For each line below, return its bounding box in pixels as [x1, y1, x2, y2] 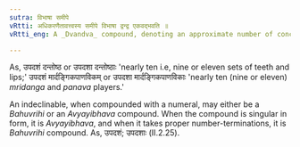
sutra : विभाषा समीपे [9, 12, 70, 22]
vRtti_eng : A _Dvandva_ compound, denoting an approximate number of [9, 29, 274, 38]
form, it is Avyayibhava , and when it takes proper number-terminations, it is [9, 118, 287, 129]
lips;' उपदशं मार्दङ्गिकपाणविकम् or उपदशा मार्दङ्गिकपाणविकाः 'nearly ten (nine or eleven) [9, 72, 287, 83]
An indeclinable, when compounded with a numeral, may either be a [9, 99, 260, 110]
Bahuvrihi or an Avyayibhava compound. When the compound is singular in [9, 109, 287, 119]
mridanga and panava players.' [9, 82, 125, 93]
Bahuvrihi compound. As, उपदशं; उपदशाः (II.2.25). [9, 127, 180, 138]
